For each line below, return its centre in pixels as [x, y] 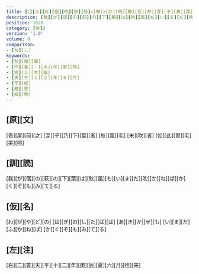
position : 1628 [25, 23]
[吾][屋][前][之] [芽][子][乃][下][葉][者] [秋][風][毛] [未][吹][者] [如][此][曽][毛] [99, 135]
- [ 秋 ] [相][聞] [24, 61]
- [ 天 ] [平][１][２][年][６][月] [43, 78]
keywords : [18, 56]
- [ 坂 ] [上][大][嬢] [28, 72]
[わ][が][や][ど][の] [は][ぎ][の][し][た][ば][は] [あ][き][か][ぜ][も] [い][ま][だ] [98, 222]
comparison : [21, 45]
